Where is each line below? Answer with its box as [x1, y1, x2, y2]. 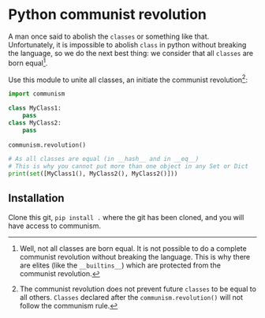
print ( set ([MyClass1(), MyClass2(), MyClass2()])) [8, 170, 178, 178]
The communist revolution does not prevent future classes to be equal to [19, 284, 256, 294]
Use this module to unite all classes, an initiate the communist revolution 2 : [8, 73, 248, 84]
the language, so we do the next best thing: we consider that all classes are [8, 48, 254, 58]
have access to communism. [8, 221, 101, 230]
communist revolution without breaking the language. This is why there [19, 252, 251, 261]
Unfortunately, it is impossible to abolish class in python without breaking [8, 39, 247, 49]
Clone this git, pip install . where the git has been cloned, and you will [8, 212, 244, 222]
